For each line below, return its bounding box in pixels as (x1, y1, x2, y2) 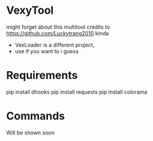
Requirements (6, 69, 78, 82)
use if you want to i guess (14, 47, 79, 54)
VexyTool (6, 4, 54, 17)
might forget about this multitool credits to (6, 23, 110, 30)
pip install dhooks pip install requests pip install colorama (6, 88, 148, 96)
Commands (6, 109, 65, 123)
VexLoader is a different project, (14, 41, 95, 48)
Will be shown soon (6, 129, 55, 136)
